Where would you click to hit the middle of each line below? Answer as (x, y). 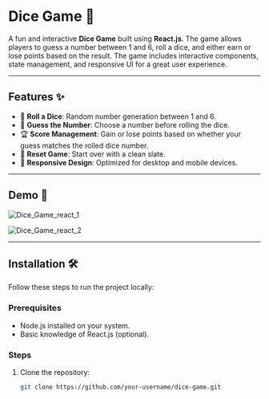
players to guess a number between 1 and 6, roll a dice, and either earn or (130, 47)
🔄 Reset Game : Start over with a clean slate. (92, 154)
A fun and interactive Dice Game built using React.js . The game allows (125, 39)
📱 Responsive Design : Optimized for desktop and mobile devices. (129, 162)
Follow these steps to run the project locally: (81, 287)
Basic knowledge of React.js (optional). (84, 334)
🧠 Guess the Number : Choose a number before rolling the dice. (124, 124)
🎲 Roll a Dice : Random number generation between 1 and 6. (118, 116)
